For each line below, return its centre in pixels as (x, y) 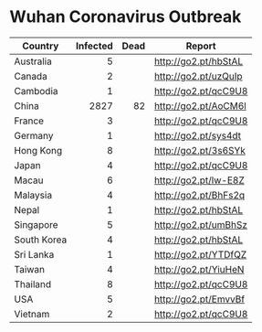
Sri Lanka (34, 254)
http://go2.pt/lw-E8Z (199, 180)
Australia (33, 61)
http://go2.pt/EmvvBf (199, 299)
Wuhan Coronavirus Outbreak (126, 17)
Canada (31, 76)
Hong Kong (38, 150)
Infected (94, 46)
